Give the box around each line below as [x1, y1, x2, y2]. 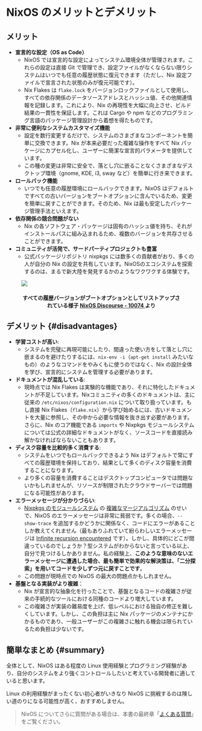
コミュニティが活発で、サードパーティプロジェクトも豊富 [14, 245, 157, 252]
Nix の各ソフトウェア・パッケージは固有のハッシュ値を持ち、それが [24, 223, 192, 230]
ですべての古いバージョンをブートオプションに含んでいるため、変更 [24, 192, 193, 200]
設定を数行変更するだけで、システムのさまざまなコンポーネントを [24, 132, 188, 139]
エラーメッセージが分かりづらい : [14, 497, 96, 504]
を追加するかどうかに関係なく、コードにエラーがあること [52, 519, 196, 527]
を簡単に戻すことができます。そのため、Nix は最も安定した [24, 200, 171, 207]
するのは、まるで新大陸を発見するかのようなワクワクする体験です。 [24, 268, 193, 275]
